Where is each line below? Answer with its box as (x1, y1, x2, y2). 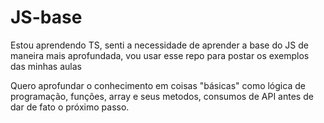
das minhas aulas (10, 60, 82, 72)
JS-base (10, 6, 83, 29)
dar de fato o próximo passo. (10, 101, 130, 113)
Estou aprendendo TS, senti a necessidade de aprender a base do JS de (10, 39, 309, 51)
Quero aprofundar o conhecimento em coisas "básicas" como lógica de (10, 79, 306, 91)
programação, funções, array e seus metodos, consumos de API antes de (10, 90, 314, 102)
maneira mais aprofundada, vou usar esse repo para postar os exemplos (10, 49, 310, 61)
